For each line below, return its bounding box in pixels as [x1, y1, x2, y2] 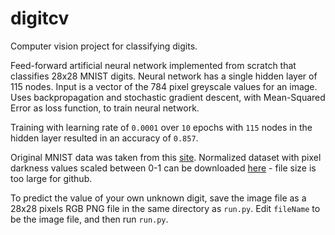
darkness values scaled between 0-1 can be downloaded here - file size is [10, 162, 317, 174]
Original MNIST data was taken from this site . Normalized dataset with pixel [10, 151, 322, 163]
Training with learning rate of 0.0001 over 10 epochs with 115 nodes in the [10, 121, 313, 133]
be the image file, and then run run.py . [10, 213, 169, 225]
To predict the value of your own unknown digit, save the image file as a [10, 192, 307, 204]
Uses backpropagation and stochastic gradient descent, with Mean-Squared [10, 91, 326, 103]
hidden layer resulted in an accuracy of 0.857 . [10, 132, 199, 144]
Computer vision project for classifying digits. [10, 40, 198, 52]
